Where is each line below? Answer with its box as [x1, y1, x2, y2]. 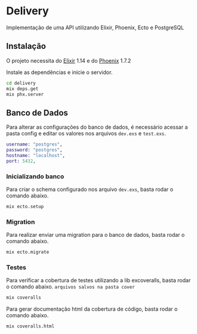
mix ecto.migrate [6, 249, 50, 255]
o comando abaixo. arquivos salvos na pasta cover [6, 283, 136, 290]
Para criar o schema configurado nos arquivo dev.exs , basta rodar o [6, 185, 174, 193]
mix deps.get [6, 85, 39, 92]
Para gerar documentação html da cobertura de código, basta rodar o [6, 305, 178, 313]
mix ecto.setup [6, 203, 44, 209]
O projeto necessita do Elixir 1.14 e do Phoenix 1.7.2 [6, 57, 131, 64]
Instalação [6, 41, 47, 51]
